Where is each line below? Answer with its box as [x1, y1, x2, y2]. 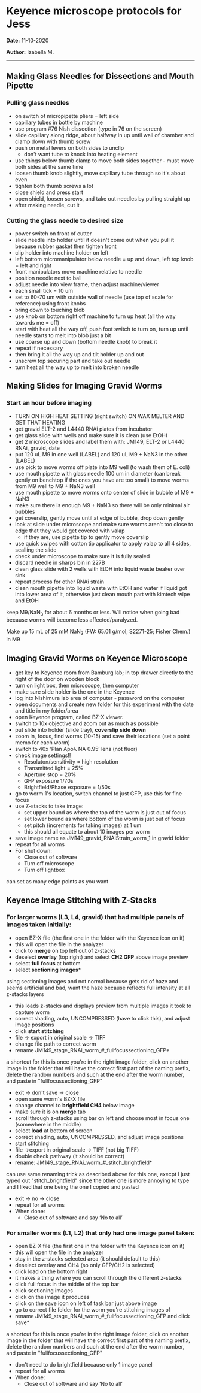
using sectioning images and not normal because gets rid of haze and [6, 977, 178, 985]
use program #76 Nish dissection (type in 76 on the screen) [14, 125, 162, 132]
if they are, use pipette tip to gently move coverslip [23, 533, 150, 540]
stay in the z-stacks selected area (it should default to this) [14, 1255, 160, 1262]
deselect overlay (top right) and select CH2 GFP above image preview [14, 953, 188, 961]
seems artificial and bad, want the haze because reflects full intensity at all [6, 984, 190, 991]
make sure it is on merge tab [14, 1108, 86, 1115]
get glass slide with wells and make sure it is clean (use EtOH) [14, 431, 168, 438]
